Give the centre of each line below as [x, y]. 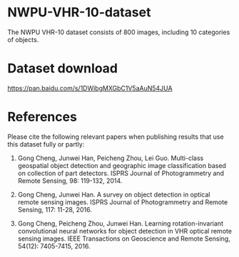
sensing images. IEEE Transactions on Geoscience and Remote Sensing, [124, 238]
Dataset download [62, 69]
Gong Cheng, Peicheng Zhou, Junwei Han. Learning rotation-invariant [120, 223]
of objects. [23, 39]
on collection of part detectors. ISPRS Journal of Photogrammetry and [121, 173]
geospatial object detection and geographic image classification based [122, 165]
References [42, 117]
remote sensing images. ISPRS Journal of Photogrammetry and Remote [123, 202]
